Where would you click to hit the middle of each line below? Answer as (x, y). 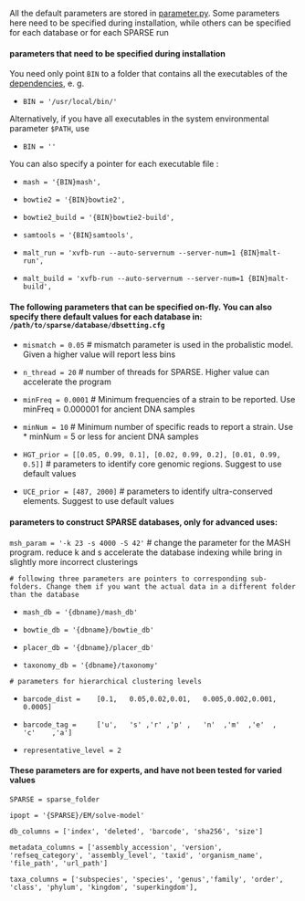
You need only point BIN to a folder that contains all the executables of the (148, 74)
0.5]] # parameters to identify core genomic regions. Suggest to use (152, 464)
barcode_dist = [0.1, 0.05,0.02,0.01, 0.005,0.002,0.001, (149, 699)
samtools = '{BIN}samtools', (78, 236)
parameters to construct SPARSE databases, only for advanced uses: (144, 522)
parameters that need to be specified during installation (117, 53)
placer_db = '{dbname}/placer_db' (88, 647)
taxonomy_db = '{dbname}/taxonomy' (90, 665)
